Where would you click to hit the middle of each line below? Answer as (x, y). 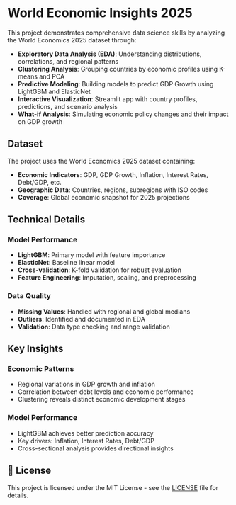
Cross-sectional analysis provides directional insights (95, 448)
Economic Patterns (41, 369)
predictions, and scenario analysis (68, 106)
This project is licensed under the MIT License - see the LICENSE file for (113, 487)
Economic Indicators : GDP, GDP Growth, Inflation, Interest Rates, (113, 174)
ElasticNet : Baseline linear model (66, 263)
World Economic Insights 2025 (100, 13)
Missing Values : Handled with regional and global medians (104, 311)
